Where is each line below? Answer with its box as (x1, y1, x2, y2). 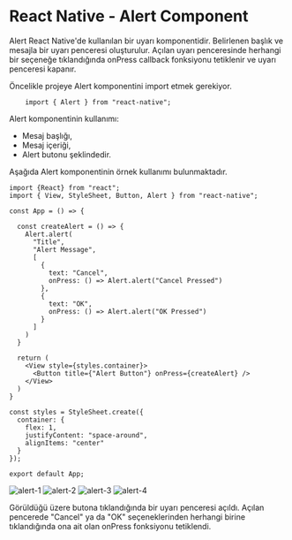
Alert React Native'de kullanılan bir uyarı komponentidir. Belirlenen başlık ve (9, 35, 284, 46)
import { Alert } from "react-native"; (25, 97, 172, 107)
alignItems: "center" (25, 438, 104, 447)
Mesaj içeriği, (21, 140, 71, 150)
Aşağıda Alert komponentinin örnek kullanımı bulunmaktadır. (9, 166, 228, 177)
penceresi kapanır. (9, 64, 77, 74)
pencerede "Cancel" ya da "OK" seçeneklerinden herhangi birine (9, 511, 245, 522)
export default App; (9, 469, 86, 478)
